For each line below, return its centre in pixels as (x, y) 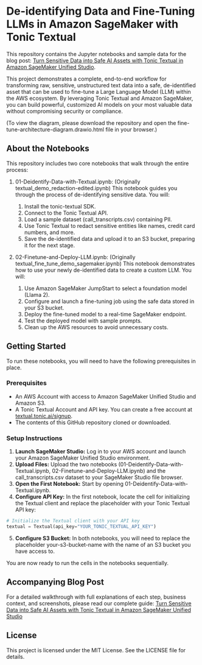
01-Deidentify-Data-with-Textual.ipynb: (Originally (78, 182)
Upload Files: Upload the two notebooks (66, 464)
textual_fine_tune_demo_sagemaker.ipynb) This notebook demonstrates (105, 263)
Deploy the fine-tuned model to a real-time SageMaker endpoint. (105, 314)
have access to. (35, 551)
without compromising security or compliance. (65, 111)
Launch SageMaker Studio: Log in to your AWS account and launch (100, 452)
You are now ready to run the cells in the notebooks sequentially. (88, 563)
